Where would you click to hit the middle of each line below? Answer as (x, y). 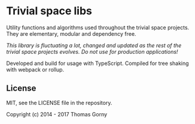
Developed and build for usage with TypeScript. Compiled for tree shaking (98, 63)
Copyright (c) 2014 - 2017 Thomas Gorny (57, 114)
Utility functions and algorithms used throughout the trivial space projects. (98, 27)
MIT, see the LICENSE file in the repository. (59, 103)
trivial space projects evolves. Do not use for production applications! (92, 51)
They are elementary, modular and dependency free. (71, 33)
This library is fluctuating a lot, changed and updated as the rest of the (94, 45)
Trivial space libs (49, 11)
